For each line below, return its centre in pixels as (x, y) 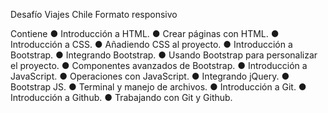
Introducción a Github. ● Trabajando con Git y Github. (121, 97)
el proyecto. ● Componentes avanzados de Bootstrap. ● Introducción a (159, 65)
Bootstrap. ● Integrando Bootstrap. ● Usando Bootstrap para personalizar (164, 55)
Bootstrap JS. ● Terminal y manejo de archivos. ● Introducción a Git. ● (158, 87)
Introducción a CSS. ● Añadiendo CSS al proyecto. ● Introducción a (151, 44)
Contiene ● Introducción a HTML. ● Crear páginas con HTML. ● (145, 33)
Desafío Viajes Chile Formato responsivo (94, 14)
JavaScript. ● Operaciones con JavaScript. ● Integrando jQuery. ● (150, 76)
